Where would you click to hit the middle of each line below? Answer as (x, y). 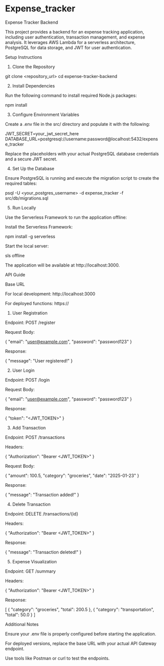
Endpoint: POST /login (27, 380)
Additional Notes (22, 624)
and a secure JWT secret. (31, 159)
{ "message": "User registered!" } (39, 360)
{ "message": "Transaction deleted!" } (43, 552)
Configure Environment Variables (46, 115)
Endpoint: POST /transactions (35, 437)
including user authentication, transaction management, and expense (75, 37)
